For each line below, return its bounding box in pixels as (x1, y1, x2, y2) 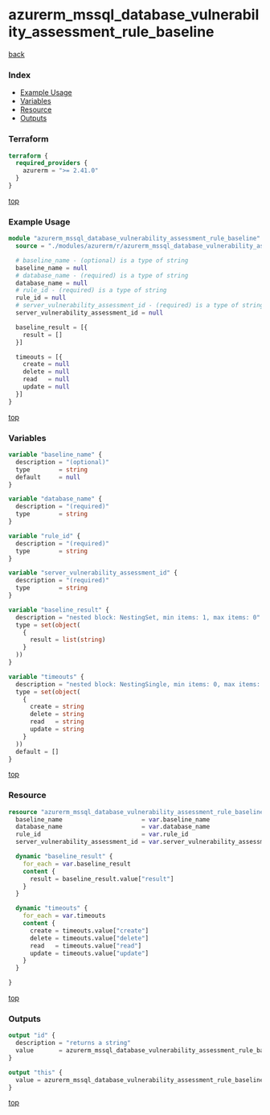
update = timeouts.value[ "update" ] (29, 949, 149, 957)
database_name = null (15, 279, 88, 287)
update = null (22, 383, 70, 391)
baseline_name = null (15, 264, 88, 272)
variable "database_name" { (8, 495, 103, 504)
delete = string (29, 710, 84, 718)
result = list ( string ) (29, 636, 106, 644)
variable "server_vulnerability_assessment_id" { (8, 569, 178, 577)
